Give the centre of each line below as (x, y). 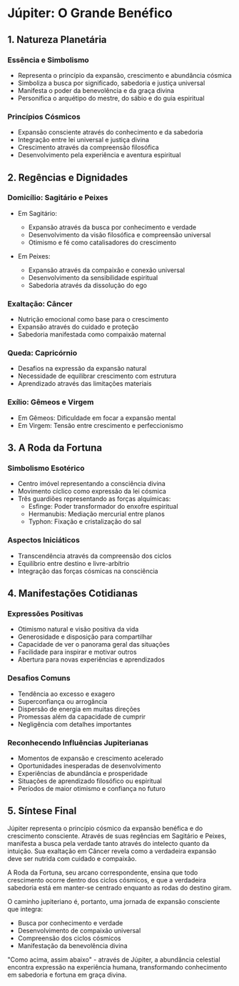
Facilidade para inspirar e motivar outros (77, 652)
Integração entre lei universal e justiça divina (83, 140)
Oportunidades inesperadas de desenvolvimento (90, 766)
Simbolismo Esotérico (46, 468)
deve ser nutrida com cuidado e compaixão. (72, 858)
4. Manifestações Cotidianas (72, 593)
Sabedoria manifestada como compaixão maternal (92, 334)
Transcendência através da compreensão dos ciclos (95, 556)
